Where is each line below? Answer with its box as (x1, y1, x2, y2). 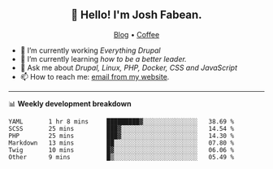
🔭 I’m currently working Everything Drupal (19, 45, 161, 55)
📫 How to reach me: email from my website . (19, 71, 170, 81)
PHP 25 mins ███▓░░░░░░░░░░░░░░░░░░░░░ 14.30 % (8, 132, 234, 140)
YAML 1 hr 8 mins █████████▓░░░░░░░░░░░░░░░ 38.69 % (8, 117, 234, 126)
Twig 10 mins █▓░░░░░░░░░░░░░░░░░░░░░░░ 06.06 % (8, 145, 234, 154)
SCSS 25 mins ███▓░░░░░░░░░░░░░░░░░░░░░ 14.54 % (8, 124, 234, 132)
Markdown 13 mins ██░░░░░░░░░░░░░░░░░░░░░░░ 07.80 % (8, 139, 234, 147)
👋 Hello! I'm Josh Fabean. (71, 8, 202, 22)
